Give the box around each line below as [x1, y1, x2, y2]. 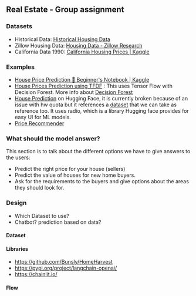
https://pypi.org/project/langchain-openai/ [14, 264, 117, 272]
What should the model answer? [6, 134, 100, 143]
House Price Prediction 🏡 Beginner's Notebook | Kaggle [14, 76, 150, 83]
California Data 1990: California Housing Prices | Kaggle [14, 48, 150, 55]
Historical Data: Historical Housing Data [14, 35, 110, 43]
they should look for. [14, 184, 65, 191]
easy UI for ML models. [14, 113, 72, 120]
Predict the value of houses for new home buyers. [14, 171, 136, 179]
